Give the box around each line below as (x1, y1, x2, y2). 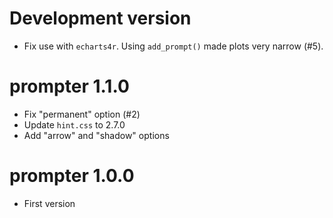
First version (23, 197, 76, 209)
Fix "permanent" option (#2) (23, 108, 141, 120)
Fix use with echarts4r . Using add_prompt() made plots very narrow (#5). (23, 40, 324, 52)
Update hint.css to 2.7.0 (23, 118, 126, 131)
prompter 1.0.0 (9, 165, 135, 187)
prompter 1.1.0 (9, 75, 130, 98)
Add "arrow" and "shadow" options (23, 129, 170, 141)
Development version (9, 7, 192, 30)
